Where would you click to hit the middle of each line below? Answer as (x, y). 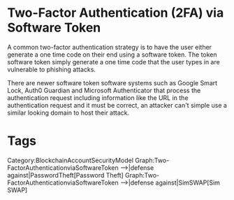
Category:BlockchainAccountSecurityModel (71, 160)
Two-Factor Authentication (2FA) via (116, 13)
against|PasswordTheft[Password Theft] (65, 175)
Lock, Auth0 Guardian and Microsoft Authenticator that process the (104, 90)
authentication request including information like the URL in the (98, 98)
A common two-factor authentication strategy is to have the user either (109, 47)
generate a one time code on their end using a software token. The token (112, 55)
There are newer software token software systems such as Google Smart (112, 83)
